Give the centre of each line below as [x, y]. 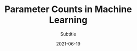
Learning [68, 20]
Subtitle [68, 34]
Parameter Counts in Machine [68, 9]
